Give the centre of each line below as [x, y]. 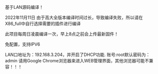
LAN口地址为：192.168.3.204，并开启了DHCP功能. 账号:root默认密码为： [78, 55]
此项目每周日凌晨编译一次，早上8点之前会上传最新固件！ [62, 34]
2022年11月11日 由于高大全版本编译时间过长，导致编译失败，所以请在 [74, 18]
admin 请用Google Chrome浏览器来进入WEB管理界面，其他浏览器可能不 [77, 61]
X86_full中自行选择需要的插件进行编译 [43, 24]
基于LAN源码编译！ [24, 7]
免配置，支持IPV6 [23, 44]
